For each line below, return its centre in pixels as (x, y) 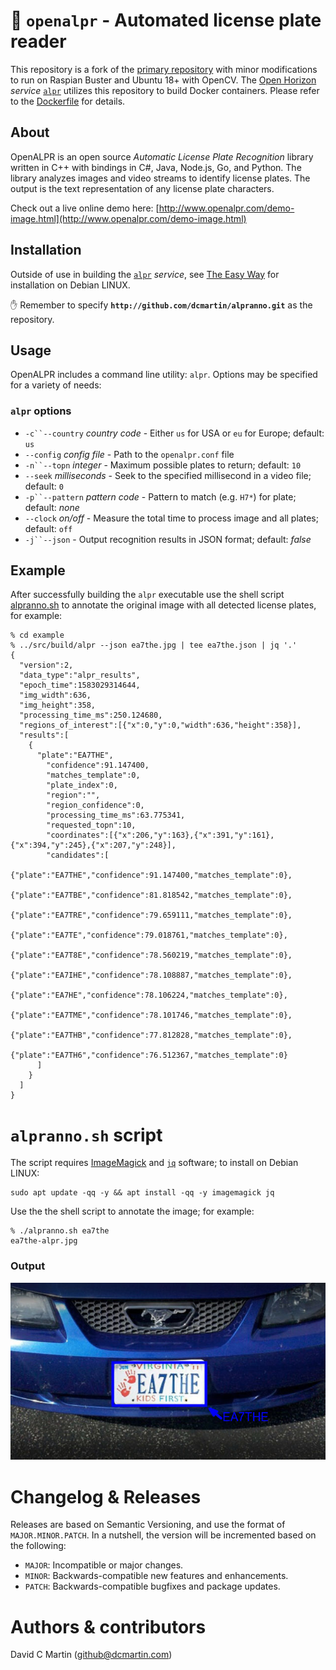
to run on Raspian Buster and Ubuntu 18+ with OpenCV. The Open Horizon (163, 80)
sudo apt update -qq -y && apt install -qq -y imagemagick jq (142, 1193)
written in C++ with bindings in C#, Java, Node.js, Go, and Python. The (156, 167)
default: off (48, 528)
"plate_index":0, (82, 785)
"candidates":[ (78, 855)
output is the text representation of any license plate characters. (142, 188)
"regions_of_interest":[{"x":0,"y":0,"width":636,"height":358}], (160, 725)
